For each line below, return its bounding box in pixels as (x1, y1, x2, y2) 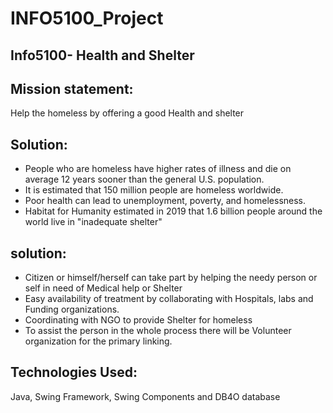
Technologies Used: (10, 364, 138, 381)
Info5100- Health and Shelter (10, 47, 195, 64)
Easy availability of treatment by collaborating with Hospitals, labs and (24, 293, 314, 305)
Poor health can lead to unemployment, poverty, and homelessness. (24, 195, 307, 207)
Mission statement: (10, 80, 134, 97)
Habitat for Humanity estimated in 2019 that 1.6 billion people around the (24, 205, 323, 217)
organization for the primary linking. (24, 335, 173, 347)
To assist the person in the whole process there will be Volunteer (24, 325, 292, 337)
